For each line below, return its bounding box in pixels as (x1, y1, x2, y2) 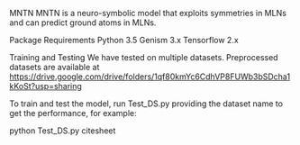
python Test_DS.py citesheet (9, 125, 116, 136)
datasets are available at (9, 62, 100, 72)
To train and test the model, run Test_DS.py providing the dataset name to (9, 98, 284, 109)
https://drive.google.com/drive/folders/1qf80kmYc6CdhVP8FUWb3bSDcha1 (9, 71, 291, 82)
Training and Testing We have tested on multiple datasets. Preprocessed (9, 52, 278, 62)
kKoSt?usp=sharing (9, 81, 83, 91)
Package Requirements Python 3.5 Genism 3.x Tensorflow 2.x (9, 35, 239, 45)
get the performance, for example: (9, 108, 137, 118)
